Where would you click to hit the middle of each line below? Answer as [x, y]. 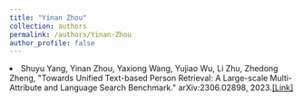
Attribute [26, 88]
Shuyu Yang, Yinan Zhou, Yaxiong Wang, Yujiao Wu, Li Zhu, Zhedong [150, 69]
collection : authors [49, 26]
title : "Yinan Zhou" [49, 18]
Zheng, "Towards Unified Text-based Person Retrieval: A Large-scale [139, 79]
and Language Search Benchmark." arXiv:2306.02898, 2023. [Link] [169, 88]
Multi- [281, 79]
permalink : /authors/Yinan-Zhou [70, 34]
